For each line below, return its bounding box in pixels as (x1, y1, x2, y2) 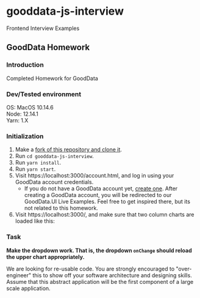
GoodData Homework (6, 42, 90, 53)
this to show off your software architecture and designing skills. (32, 271, 192, 279)
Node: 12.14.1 (6, 110, 38, 117)
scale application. (6, 285, 51, 292)
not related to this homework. (24, 204, 99, 212)
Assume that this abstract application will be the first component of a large (6, 278, 194, 285)
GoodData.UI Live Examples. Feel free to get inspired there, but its (24, 198, 191, 206)
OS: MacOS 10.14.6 (6, 103, 54, 111)
